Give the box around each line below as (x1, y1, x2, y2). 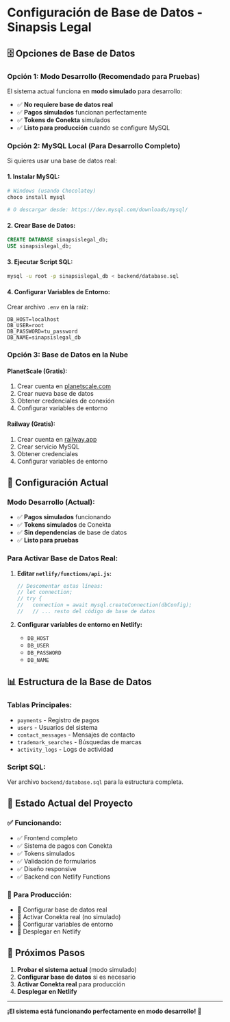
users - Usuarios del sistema (16, 723, 98, 731)
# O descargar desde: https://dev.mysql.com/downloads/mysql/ (7, 206, 188, 213)
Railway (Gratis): (7, 420, 56, 428)
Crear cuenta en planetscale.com (16, 382, 112, 390)
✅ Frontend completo (16, 833, 78, 842)
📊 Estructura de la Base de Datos (7, 676, 152, 688)
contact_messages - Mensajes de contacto (16, 730, 136, 739)
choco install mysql (7, 194, 66, 201)
